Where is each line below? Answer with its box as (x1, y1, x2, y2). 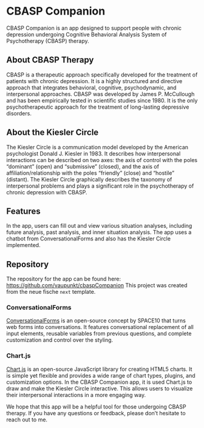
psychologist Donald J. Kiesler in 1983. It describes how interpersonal (6, 150, 181, 157)
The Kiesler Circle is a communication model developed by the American (6, 143, 189, 151)
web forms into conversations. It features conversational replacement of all (6, 324, 194, 331)
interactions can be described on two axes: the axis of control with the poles (6, 156, 198, 163)
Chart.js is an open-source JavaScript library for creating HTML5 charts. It (6, 365, 192, 373)
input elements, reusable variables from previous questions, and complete (6, 330, 192, 338)
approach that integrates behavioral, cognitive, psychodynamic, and (6, 84, 177, 91)
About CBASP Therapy (6, 55, 94, 65)
